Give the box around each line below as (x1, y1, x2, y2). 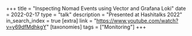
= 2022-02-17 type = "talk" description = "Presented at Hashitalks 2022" (6, 11, 183, 18)
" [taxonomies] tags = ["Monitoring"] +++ (46, 23, 146, 30)
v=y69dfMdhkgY (6, 23, 47, 30)
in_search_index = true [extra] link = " (6, 17, 97, 24)
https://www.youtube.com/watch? (96, 17, 179, 24)
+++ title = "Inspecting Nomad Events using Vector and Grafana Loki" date (6, 5, 186, 12)
